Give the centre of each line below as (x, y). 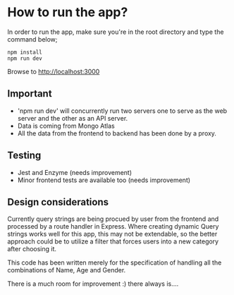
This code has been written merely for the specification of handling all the (115, 263)
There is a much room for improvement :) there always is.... (93, 284)
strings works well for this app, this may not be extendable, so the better (112, 234)
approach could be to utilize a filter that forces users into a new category (113, 241)
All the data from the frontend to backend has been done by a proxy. (117, 133)
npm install (25, 52)
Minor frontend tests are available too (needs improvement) (104, 180)
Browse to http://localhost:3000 (54, 71)
